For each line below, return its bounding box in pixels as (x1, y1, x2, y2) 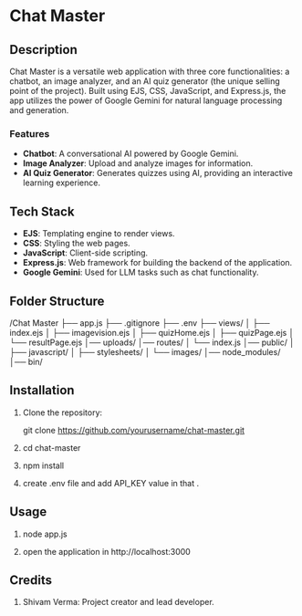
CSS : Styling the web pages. (22, 238, 130, 249)
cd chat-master (22, 442, 81, 453)
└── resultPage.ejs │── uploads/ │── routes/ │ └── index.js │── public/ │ (9, 337, 295, 348)
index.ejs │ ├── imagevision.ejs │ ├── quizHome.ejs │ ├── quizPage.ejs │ (9, 327, 295, 338)
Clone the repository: (22, 407, 103, 418)
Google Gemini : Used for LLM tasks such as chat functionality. (22, 266, 259, 278)
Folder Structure (9, 293, 105, 308)
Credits (9, 572, 53, 588)
